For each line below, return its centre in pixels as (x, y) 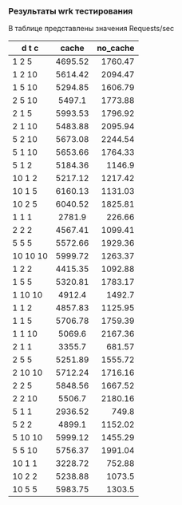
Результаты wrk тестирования (71, 11)
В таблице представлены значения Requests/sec (91, 29)
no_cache (116, 48)
